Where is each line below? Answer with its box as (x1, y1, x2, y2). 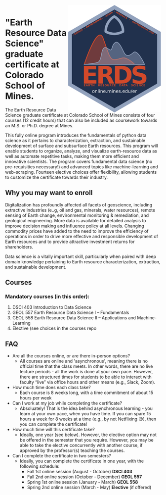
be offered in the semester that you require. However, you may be (19, 437, 154, 443)
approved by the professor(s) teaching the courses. (19, 447, 125, 453)
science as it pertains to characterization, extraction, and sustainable (5, 137, 146, 143)
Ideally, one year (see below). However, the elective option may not (19, 432, 157, 438)
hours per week (19, 395, 52, 401)
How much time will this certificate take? (12, 427, 95, 433)
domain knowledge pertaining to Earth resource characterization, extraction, (5, 258, 161, 264)
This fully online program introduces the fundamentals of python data (5, 132, 147, 138)
